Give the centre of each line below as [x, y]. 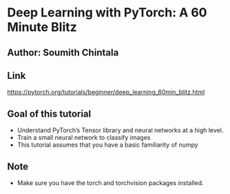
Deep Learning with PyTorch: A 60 [107, 13]
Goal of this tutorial [49, 113]
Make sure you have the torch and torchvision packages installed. [110, 183]
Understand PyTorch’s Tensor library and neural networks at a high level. [120, 130]
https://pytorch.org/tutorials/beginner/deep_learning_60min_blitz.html [106, 92]
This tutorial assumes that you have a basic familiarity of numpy [107, 145]
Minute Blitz [42, 27]
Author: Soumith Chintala [63, 52]
